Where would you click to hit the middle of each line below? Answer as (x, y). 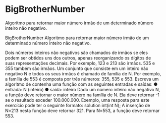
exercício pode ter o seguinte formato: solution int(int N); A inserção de (78, 105)
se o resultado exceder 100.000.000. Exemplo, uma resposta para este (77, 100)
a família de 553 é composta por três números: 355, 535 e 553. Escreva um (82, 79)
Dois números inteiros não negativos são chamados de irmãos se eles (77, 53)
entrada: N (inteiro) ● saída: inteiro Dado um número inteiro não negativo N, (83, 89)
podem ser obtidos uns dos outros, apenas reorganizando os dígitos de (78, 58)
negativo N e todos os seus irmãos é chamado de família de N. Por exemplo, (83, 73)
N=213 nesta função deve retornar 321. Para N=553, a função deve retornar (83, 111)
